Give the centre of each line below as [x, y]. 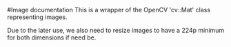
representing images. [37, 17]
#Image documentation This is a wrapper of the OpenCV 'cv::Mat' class [109, 10]
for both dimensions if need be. [52, 37]
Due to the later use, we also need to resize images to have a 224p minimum [116, 30]
